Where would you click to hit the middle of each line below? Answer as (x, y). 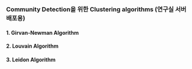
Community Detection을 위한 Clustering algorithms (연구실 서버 (96, 9)
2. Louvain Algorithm (32, 46)
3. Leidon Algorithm (31, 60)
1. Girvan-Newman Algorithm (43, 32)
